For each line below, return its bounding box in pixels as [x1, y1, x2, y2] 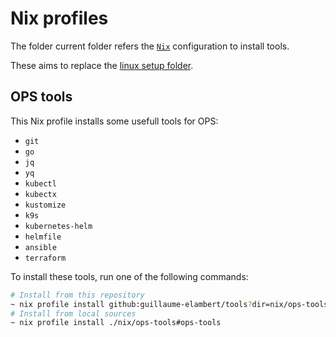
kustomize [24, 200, 67, 210]
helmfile [24, 232, 62, 242]
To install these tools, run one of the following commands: [10, 270, 249, 282]
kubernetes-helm [24, 221, 93, 231]
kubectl [24, 178, 57, 189]
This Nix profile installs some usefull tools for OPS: [10, 115, 219, 127]
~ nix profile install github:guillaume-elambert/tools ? [10, 299, 253, 309]
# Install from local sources [10, 308, 137, 319]
